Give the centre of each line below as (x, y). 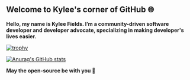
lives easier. (21, 36)
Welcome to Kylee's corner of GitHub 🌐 (80, 10)
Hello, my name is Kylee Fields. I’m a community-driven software (88, 24)
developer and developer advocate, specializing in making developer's (95, 30)
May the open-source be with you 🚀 (51, 71)
